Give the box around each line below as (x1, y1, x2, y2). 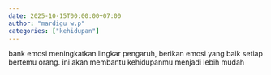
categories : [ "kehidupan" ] (8, 27, 100, 35)
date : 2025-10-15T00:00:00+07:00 (8, 11, 122, 20)
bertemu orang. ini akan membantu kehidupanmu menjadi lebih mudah (8, 57, 245, 67)
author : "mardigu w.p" (8, 19, 85, 27)
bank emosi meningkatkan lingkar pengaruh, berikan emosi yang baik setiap (8, 49, 264, 59)
